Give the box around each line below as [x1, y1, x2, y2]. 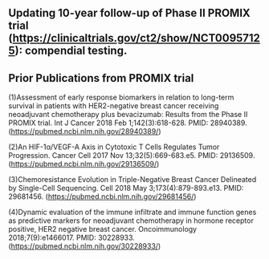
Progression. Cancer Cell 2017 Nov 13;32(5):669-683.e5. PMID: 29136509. [8, 151, 255, 160]
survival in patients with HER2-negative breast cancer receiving [8, 101, 219, 111]
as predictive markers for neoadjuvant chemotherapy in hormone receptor [8, 216, 255, 225]
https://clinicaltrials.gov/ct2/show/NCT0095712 [12, 31, 261, 45]
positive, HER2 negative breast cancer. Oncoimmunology [8, 225, 198, 234]
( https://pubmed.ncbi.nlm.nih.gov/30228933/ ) [8, 241, 161, 251]
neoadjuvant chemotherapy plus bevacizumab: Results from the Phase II [8, 110, 248, 119]
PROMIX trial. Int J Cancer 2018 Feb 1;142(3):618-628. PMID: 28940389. [8, 118, 247, 127]
